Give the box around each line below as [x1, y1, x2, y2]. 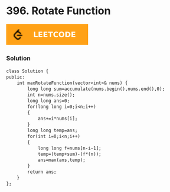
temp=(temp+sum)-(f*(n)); [37, 151, 102, 158]
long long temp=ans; [27, 127, 78, 134]
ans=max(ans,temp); [37, 157, 86, 164]
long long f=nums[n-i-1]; [37, 145, 102, 152]
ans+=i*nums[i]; [37, 116, 78, 122]
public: [6, 74, 25, 81]
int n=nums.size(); [27, 92, 76, 98]
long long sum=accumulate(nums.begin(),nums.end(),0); [27, 86, 165, 92]
